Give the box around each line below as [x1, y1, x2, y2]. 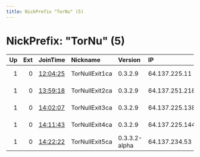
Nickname [71, 56, 101, 64]
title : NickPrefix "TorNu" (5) [6, 8, 84, 15]
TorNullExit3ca [71, 103, 112, 111]
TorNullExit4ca [71, 120, 112, 129]
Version [118, 56, 141, 64]
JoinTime [38, 56, 65, 64]
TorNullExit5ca [71, 137, 112, 146]
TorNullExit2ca [71, 86, 112, 95]
